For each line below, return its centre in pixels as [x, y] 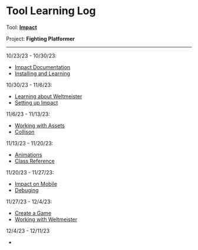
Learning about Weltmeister [48, 96]
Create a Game [33, 213]
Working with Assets [39, 125]
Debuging [27, 190]
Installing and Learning [42, 73]
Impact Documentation [42, 67]
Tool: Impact [22, 27]
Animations [28, 154]
